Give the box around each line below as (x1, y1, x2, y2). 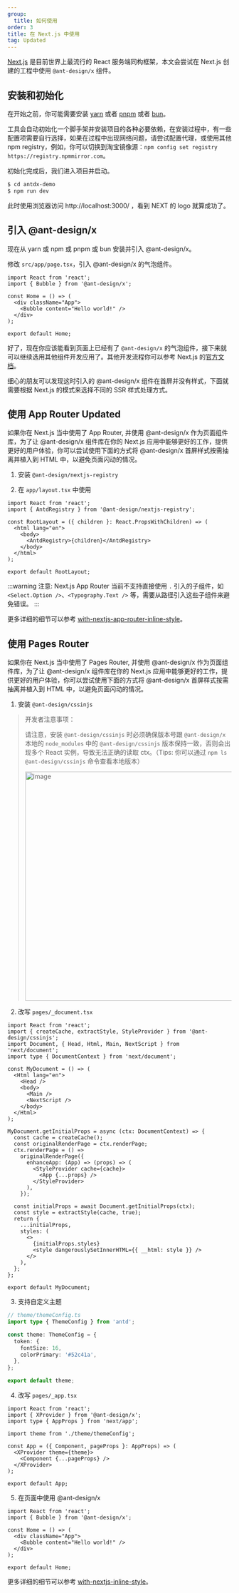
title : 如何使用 (14, 17, 58, 24)
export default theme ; (7, 1378, 75, 1385)
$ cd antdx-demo (7, 180, 55, 188)
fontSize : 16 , (20, 1344, 62, 1352)
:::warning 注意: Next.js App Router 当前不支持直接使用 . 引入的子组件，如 (7, 582, 224, 591)
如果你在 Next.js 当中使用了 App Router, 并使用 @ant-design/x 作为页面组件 (7, 429, 229, 437)
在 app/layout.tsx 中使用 (17, 486, 91, 494)
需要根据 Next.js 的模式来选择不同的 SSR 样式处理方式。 (7, 385, 172, 394)
